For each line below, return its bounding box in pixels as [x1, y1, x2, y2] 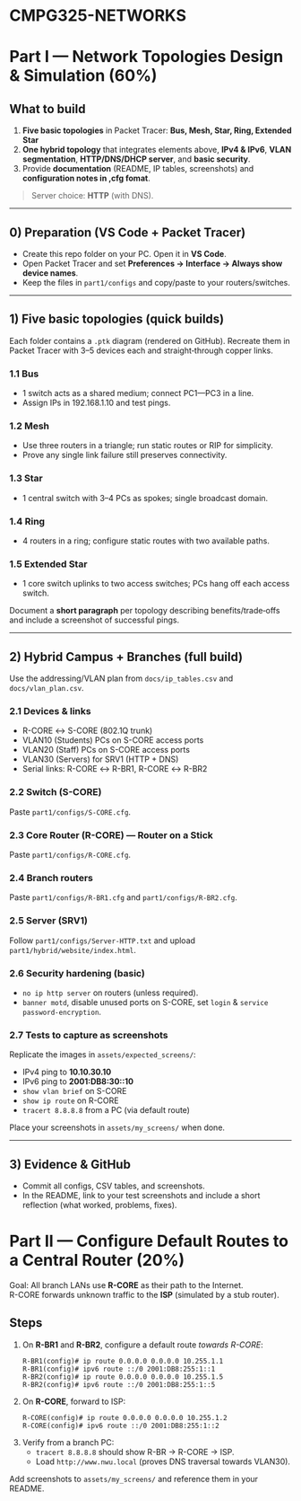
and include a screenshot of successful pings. [9, 614, 180, 625]
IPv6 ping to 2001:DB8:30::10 [21, 1076, 134, 1087]
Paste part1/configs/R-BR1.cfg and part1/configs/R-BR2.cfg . [9, 892, 237, 903]
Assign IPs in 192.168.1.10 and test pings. [21, 397, 171, 409]
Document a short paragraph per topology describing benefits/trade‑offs [9, 605, 280, 616]
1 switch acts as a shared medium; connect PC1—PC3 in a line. [21, 388, 254, 399]
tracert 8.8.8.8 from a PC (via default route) [21, 1105, 191, 1116]
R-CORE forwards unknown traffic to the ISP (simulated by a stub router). [9, 1289, 279, 1300]
